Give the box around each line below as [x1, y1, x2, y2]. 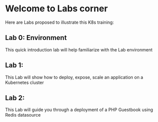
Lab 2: [5, 93, 25, 102]
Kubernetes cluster [5, 80, 44, 85]
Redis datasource [5, 112, 41, 118]
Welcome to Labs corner [5, 3, 108, 14]
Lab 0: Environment [5, 34, 67, 42]
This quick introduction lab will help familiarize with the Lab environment [5, 46, 153, 52]
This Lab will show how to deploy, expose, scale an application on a [5, 74, 144, 80]
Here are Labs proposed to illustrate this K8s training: [5, 19, 114, 25]
